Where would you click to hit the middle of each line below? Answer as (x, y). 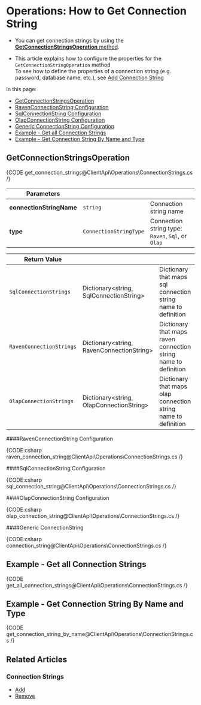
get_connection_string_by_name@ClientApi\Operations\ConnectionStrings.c (100, 634)
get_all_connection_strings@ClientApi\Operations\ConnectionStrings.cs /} (97, 585)
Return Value (43, 259)
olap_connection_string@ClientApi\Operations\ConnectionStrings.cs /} (93, 516)
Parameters (43, 193)
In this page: (22, 89)
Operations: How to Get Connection (97, 11)
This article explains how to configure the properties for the (88, 58)
